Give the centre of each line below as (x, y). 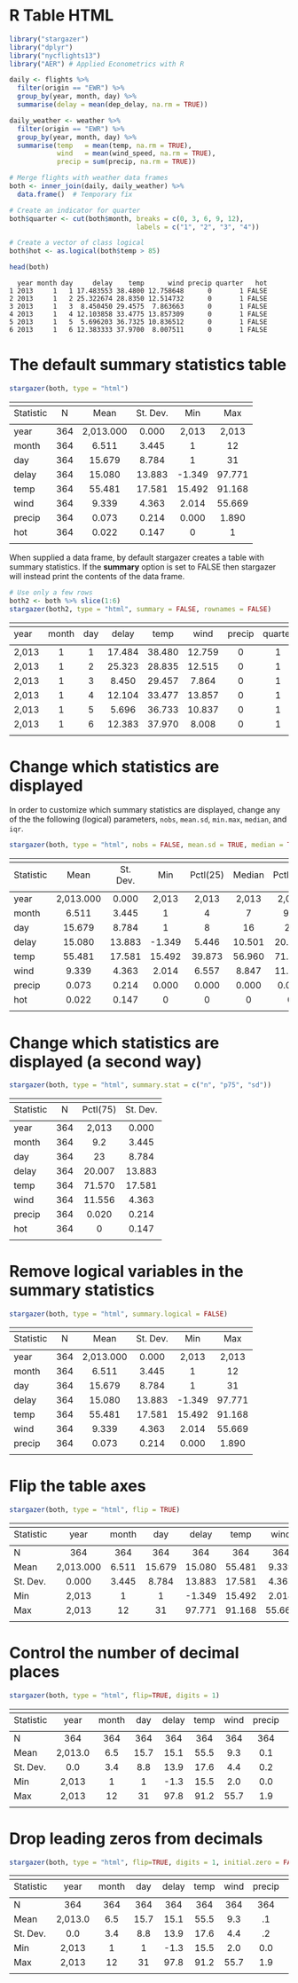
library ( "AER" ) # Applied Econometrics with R (97, 64)
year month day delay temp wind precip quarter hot (142, 283)
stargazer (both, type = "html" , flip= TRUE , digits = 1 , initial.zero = (144, 1862)
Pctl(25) (207, 875)
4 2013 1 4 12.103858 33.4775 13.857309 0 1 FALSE (138, 315)
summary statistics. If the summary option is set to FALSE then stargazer (143, 567)
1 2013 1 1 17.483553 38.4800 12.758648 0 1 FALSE (138, 291)
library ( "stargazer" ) (49, 39)
